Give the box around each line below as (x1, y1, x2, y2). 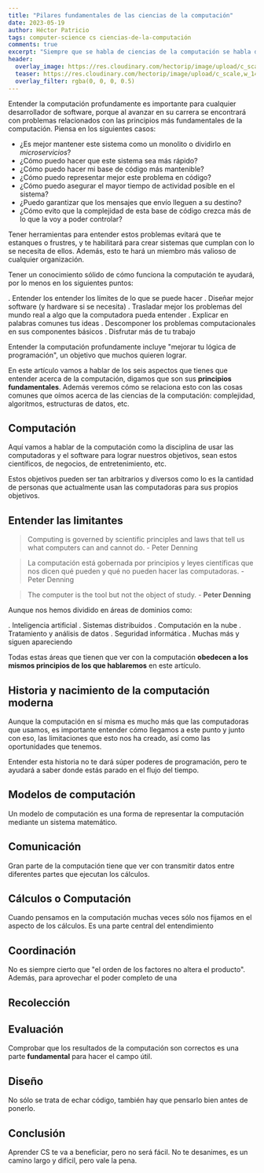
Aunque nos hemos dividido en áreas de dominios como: (8, 606, 192, 615)
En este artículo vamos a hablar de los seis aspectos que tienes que (8, 365, 228, 375)
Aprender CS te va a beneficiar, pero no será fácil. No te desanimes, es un (8, 1148, 248, 1157)
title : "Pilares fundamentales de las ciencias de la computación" (8, 11, 234, 20)
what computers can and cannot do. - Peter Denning (27, 543, 199, 552)
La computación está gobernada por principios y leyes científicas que (27, 559, 254, 568)
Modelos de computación (8, 788, 136, 801)
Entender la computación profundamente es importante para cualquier (8, 99, 236, 108)
